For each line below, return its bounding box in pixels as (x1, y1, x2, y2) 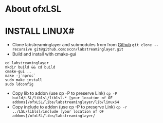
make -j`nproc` (5, 73, 36, 78)
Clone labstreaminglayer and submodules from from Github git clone (12, 42, 152, 48)
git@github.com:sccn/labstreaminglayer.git (34, 47, 124, 52)
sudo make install (5, 78, 42, 83)
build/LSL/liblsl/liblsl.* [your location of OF (12, 96, 113, 101)
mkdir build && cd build (5, 65, 55, 70)
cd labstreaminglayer (5, 61, 49, 66)
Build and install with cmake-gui (12, 51, 76, 57)
